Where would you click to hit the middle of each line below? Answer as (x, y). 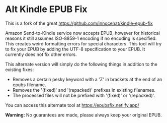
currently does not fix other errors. (41, 54)
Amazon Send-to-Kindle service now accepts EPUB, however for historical (82, 33)
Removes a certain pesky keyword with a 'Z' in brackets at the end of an (87, 79)
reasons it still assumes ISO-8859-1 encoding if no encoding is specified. (81, 38)
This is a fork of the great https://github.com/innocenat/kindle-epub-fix (79, 23)
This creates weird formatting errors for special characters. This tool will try (83, 43)
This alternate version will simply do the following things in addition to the (81, 64)
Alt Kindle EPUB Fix (46, 9)
